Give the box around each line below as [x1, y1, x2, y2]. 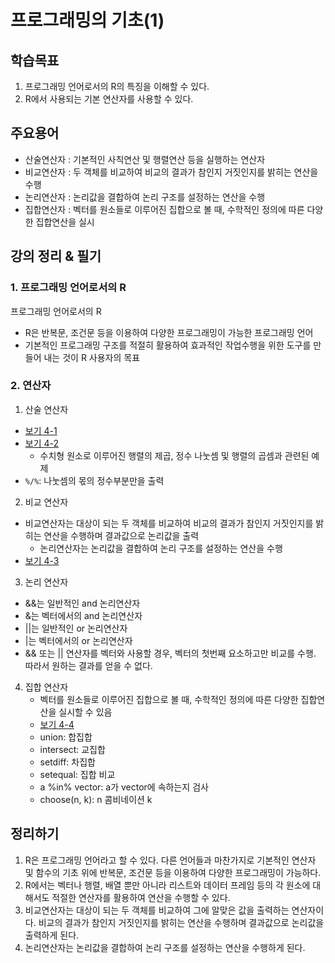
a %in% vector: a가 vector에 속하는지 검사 [39, 781, 209, 793]
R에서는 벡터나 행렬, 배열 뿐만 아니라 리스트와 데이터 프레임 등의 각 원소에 [24, 879, 311, 891]
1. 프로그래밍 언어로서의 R [10, 281, 127, 295]
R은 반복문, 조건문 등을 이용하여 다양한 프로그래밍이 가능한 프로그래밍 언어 [24, 326, 314, 338]
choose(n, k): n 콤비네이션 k [39, 793, 153, 805]
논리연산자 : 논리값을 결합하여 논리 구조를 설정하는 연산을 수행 [24, 191, 266, 203]
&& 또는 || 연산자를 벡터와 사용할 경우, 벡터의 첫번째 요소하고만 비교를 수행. [24, 647, 317, 659]
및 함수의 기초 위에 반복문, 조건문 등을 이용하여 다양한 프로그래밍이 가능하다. [24, 866, 322, 878]
